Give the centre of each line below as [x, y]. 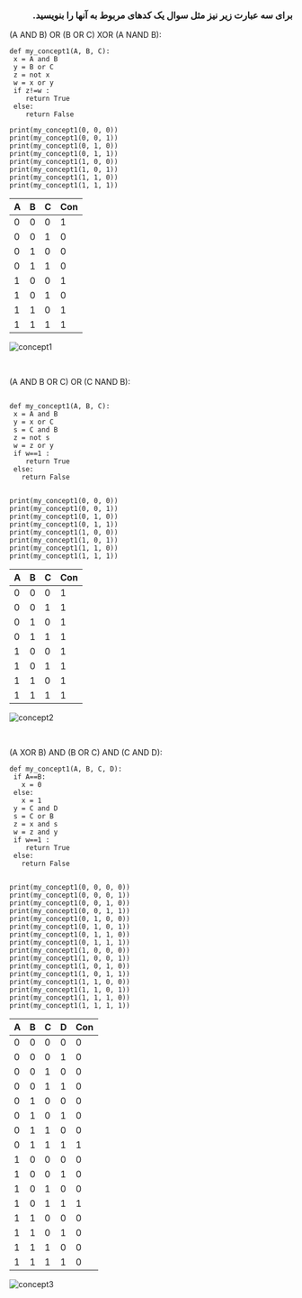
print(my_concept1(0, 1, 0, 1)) [70, 927]
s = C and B [36, 430]
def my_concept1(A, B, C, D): [66, 769]
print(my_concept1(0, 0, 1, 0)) [70, 903]
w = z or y [33, 446]
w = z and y [36, 832]
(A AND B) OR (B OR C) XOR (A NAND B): [85, 35]
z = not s [31, 438]
